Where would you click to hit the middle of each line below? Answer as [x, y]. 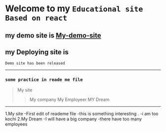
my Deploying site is [37, 52]
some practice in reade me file [44, 80]
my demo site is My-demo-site [53, 35]
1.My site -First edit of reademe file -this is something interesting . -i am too [82, 113]
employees [16, 124]
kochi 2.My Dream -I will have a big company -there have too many [74, 119]
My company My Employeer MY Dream [69, 99]
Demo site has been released [35, 64]
